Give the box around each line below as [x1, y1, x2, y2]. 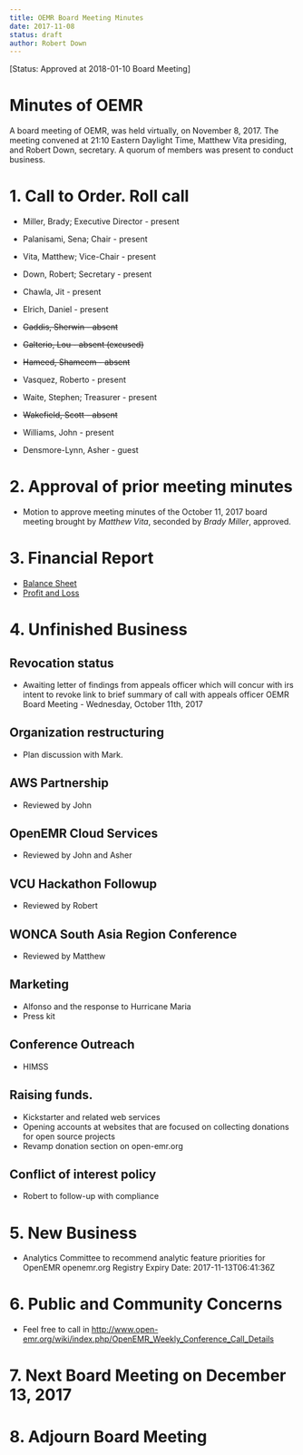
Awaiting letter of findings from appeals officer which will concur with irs [22, 680, 294, 690]
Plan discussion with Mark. [22, 749, 123, 760]
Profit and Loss [22, 587, 80, 598]
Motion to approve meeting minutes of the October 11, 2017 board [22, 506, 268, 517]
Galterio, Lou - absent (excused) [22, 339, 144, 350]
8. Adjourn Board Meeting [9, 1426, 208, 1447]
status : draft [9, 30, 64, 39]
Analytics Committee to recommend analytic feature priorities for [22, 1253, 266, 1263]
